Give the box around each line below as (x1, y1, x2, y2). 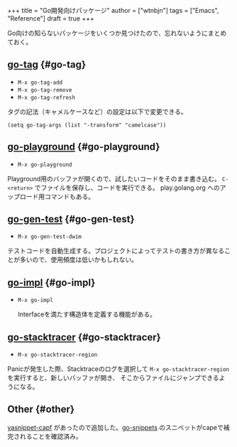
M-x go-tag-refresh (17, 94, 76, 101)
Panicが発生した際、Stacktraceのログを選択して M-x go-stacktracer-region (7, 365, 230, 373)
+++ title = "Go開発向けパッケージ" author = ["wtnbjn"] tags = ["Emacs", (7, 6, 219, 14)
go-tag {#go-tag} (7, 59, 87, 71)
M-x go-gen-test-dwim (17, 233, 82, 240)
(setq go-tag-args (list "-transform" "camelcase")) (7, 122, 167, 129)
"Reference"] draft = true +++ (7, 14, 94, 23)
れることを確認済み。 (19, 432, 82, 441)
